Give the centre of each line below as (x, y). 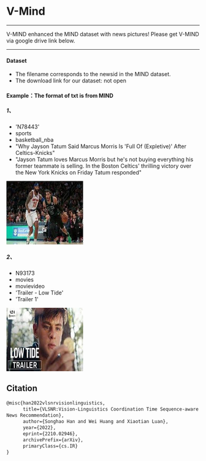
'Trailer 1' (27, 299)
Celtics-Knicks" (35, 152)
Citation (22, 388)
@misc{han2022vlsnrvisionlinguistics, (56, 403)
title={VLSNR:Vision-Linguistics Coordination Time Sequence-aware (111, 409)
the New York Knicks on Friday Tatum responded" (78, 172)
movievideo (30, 286)
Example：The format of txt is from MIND (60, 95)
